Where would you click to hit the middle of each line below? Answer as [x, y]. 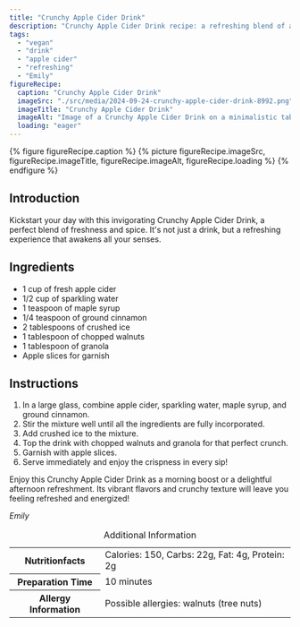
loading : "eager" [50, 126]
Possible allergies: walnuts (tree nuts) [183, 603]
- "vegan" [35, 43]
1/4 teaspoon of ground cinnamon [84, 317]
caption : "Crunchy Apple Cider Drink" [90, 92]
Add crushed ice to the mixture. [80, 434]
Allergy [55, 598]
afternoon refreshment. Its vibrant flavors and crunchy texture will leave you [149, 489]
